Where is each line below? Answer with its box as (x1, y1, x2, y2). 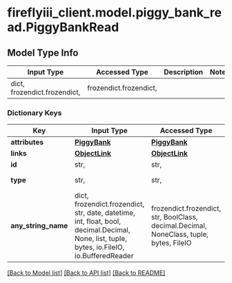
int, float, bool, (75, 217, 121, 227)
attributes (10, 138, 43, 147)
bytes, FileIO (151, 238, 192, 248)
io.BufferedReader (75, 251, 134, 261)
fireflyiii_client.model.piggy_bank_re (7, 5, 222, 21)
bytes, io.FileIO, (75, 242, 125, 252)
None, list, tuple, (75, 234, 128, 244)
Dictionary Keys (7, 108, 62, 118)
